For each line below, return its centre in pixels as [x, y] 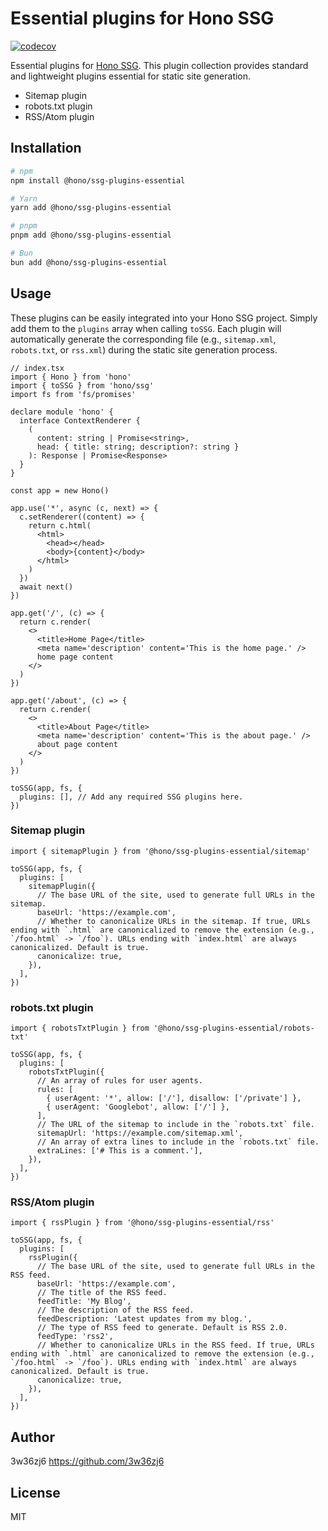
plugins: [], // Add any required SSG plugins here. [131, 797]
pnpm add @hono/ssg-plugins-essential [91, 235]
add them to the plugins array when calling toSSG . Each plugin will [146, 328]
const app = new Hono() [60, 490]
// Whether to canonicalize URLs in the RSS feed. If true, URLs [175, 1345]
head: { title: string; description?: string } [138, 447]
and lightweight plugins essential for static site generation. [131, 76]
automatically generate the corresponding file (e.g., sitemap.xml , [143, 339]
